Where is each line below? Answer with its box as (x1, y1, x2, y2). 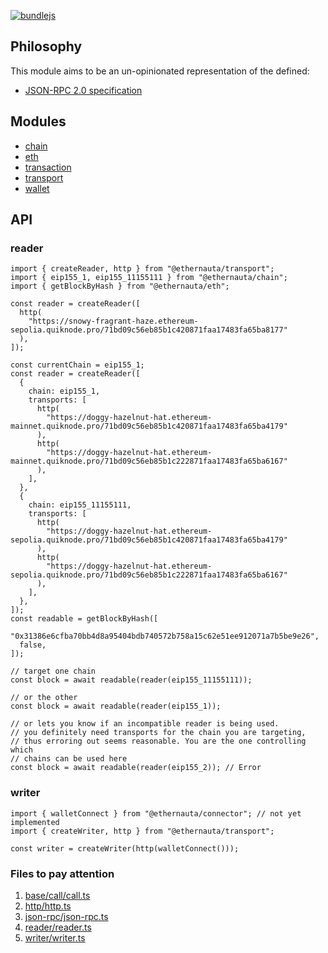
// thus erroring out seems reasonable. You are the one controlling (10, 736, 307, 747)
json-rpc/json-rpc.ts (24, 910, 109, 922)
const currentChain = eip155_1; (10, 360, 145, 370)
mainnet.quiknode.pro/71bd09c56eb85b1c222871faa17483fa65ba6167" (10, 456, 288, 467)
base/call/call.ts (24, 889, 91, 901)
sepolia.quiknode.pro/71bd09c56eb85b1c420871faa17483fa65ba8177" (10, 325, 288, 335)
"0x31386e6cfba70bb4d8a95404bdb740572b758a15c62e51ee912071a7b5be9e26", (10, 631, 320, 642)
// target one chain (10, 666, 97, 677)
